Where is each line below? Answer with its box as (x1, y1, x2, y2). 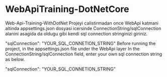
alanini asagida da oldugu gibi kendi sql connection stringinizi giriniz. (5, 30, 148, 36)
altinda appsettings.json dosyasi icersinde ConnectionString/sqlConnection (5, 25, 161, 31)
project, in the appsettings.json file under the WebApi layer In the (5, 45, 140, 51)
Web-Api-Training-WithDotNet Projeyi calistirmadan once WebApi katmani (5, 20, 159, 26)
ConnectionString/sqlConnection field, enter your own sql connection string (5, 51, 162, 57)
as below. (5, 56, 25, 62)
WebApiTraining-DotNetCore (5, 3, 129, 15)
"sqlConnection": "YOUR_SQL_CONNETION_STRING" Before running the (5, 40, 156, 46)
